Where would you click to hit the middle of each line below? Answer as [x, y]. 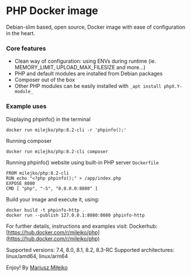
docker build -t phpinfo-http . [45, 210]
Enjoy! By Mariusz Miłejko [37, 267]
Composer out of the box [45, 80]
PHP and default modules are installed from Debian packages [88, 74]
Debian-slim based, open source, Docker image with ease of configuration [96, 27]
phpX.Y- [173, 87]
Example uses [26, 107]
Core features [26, 48]
